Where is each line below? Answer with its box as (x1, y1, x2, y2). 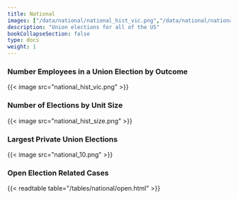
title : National (7, 10, 55, 18)
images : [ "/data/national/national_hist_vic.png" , (7, 17, 160, 24)
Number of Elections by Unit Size (7, 101, 123, 110)
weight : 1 (7, 43, 37, 50)
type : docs (7, 37, 40, 44)
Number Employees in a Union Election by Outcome (7, 67, 188, 76)
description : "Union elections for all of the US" (7, 23, 160, 30)
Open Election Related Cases (7, 168, 109, 178)
